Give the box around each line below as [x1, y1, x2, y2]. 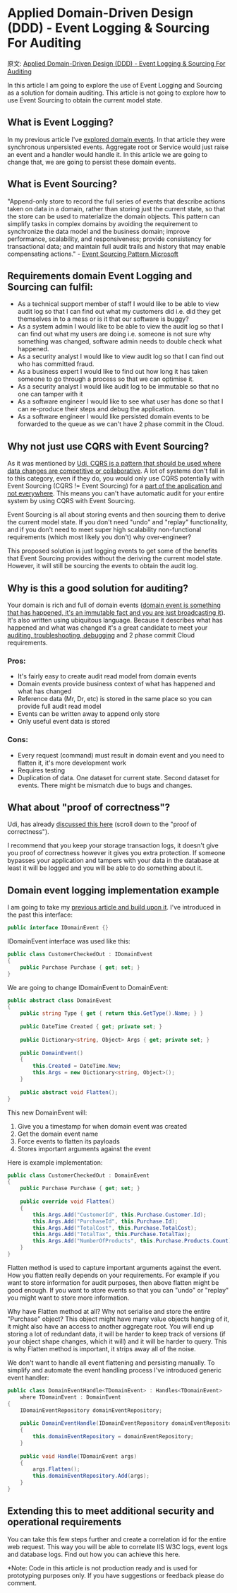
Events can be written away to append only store [17, 710, 160, 718]
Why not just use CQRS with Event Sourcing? [7, 440, 209, 452]
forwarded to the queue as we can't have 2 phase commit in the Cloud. [17, 420, 224, 428]
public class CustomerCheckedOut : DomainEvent [7, 1172, 150, 1179]
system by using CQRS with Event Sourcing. [7, 497, 135, 505]
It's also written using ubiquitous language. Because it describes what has [7, 616, 224, 624]
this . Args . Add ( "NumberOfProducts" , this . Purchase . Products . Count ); [32, 1238, 235, 1245]
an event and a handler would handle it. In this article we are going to [7, 150, 208, 158]
